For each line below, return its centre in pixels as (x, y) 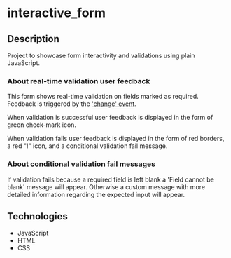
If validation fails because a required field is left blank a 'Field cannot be (111, 179)
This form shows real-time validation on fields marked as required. (103, 97)
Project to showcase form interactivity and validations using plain (101, 55)
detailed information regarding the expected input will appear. (96, 194)
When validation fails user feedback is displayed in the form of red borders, (116, 139)
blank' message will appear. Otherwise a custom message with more (106, 186)
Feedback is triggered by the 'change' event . (72, 104)
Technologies (38, 216)
